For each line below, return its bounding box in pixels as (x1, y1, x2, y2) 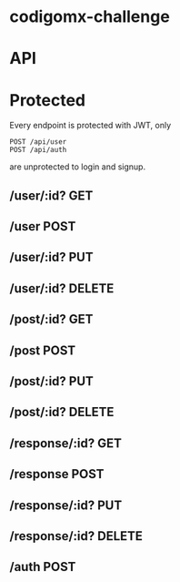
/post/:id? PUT (9, 373, 94, 389)
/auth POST (9, 559, 76, 575)
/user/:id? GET (9, 188, 94, 203)
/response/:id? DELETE (9, 528, 144, 544)
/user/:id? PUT (9, 250, 94, 265)
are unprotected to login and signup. (9, 161, 146, 172)
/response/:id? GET (9, 435, 123, 451)
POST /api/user (9, 138, 67, 147)
